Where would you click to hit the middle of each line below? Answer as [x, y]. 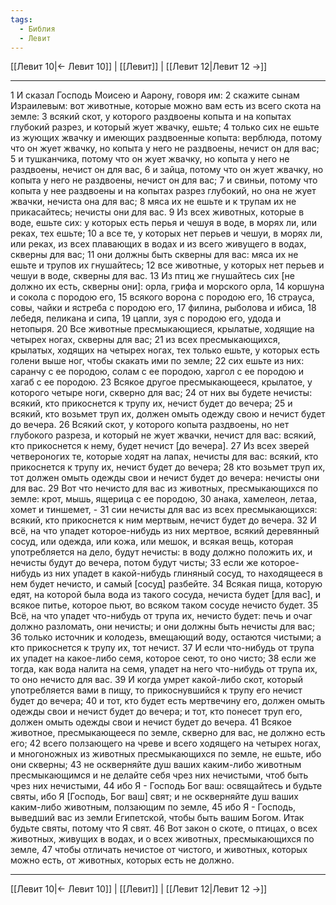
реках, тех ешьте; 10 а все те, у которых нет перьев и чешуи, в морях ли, [166, 233]
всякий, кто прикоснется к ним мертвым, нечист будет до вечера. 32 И [163, 520]
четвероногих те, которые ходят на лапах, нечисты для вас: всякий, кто [164, 457]
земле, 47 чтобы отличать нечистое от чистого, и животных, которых [159, 850]
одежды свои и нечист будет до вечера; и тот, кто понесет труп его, [156, 712]
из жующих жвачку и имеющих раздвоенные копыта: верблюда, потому [166, 138]
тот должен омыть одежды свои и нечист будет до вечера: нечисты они [165, 478]
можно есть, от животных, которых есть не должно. [122, 860]
